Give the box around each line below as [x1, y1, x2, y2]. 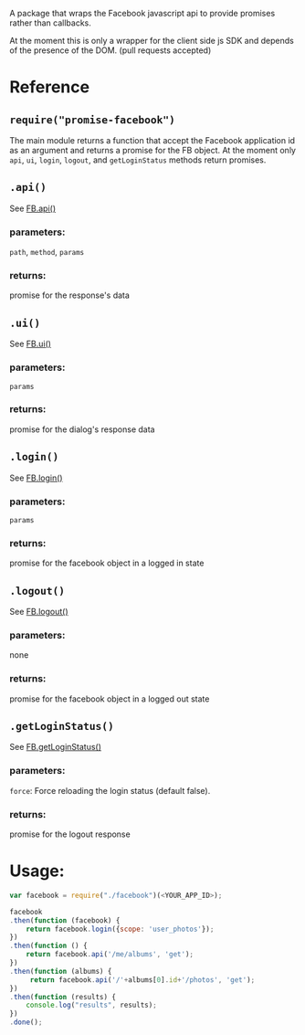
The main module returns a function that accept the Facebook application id [9, 135, 295, 145]
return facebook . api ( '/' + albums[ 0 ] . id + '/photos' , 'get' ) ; [29, 975, 256, 985]
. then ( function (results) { [9, 992, 117, 1001]
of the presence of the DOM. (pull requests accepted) [9, 45, 212, 56]
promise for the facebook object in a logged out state [9, 693, 210, 704]
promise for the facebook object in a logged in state [9, 557, 205, 569]
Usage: [9, 861, 66, 882]
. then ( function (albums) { [9, 966, 112, 976]
